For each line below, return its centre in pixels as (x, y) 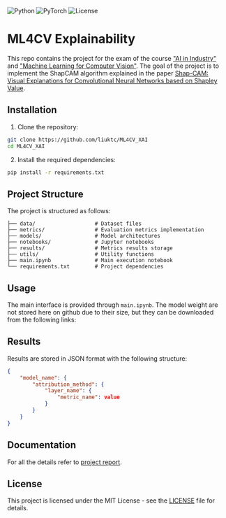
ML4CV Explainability (71, 39)
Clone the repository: (48, 127)
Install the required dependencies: (67, 159)
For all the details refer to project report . (65, 462)
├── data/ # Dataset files (74, 224)
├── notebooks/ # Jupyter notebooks (81, 242)
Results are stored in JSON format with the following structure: (97, 358)
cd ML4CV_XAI (26, 146)
